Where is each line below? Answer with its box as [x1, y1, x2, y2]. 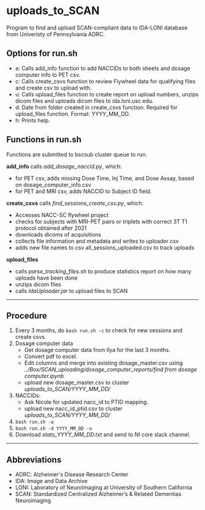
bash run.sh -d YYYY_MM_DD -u [15, 425, 93, 432]
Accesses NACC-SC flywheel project [15, 211, 109, 218]
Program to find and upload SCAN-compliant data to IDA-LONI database [6, 24, 188, 31]
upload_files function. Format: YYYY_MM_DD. [15, 110, 131, 117]
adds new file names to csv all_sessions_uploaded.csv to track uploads [15, 243, 195, 251]
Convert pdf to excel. [24, 353, 77, 360]
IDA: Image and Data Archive [15, 478, 88, 485]
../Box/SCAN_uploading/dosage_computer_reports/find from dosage [24, 366, 197, 373]
